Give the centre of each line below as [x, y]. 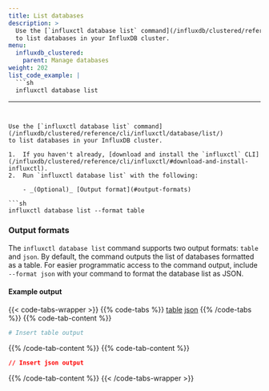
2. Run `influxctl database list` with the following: [103, 175]
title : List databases [46, 16]
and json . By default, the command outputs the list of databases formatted [131, 256]
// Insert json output [46, 363]
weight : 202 [28, 68]
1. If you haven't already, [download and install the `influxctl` [125, 154]
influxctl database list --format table [77, 210]
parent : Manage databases [66, 61]
